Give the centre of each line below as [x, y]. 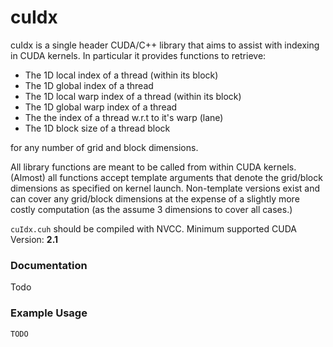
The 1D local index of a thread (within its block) [121, 75]
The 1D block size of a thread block [97, 128]
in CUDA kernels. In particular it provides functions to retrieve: [138, 55]
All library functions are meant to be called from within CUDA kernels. [153, 167]
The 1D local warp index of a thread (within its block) [133, 96]
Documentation [49, 265]
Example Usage [49, 313]
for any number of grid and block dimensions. [104, 147]
